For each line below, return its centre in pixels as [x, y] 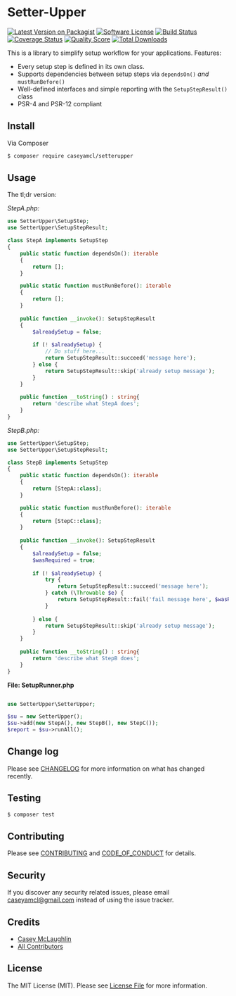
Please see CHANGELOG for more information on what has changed [106, 769]
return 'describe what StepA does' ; [86, 404]
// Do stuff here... [75, 352]
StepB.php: [24, 430]
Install [21, 126]
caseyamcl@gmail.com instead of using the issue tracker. [91, 900]
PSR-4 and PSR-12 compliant [60, 103]
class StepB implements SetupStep [58, 462]
